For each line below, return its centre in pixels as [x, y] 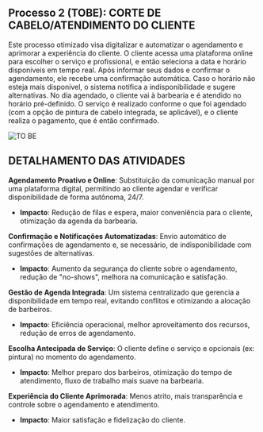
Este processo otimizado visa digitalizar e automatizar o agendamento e [126, 44]
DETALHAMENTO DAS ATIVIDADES [97, 161]
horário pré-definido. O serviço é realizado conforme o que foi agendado [128, 103]
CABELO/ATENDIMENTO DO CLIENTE [102, 26]
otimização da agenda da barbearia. [79, 221]
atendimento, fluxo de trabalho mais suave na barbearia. [112, 380]
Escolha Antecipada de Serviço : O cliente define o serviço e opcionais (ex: [131, 348]
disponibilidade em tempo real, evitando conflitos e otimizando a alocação [130, 300]
